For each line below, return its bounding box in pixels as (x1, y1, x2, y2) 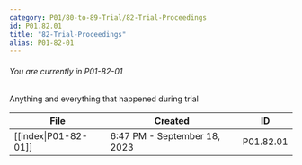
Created (154, 115, 191, 127)
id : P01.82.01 (9, 22, 63, 30)
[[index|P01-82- (13, 130, 88, 143)
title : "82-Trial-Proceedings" (9, 30, 127, 39)
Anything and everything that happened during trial (9, 93, 200, 104)
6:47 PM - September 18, (110, 130, 221, 143)
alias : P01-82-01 (9, 38, 75, 48)
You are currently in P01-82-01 (9, 65, 123, 76)
